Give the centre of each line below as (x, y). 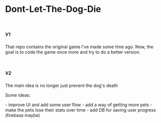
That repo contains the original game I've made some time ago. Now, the (79, 47)
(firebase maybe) (23, 115)
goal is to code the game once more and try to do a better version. (73, 52)
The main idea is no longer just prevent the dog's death (61, 85)
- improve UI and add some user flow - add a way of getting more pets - (79, 105)
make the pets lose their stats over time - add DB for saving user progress (80, 110)
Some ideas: (18, 95)
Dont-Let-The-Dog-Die (53, 9)
